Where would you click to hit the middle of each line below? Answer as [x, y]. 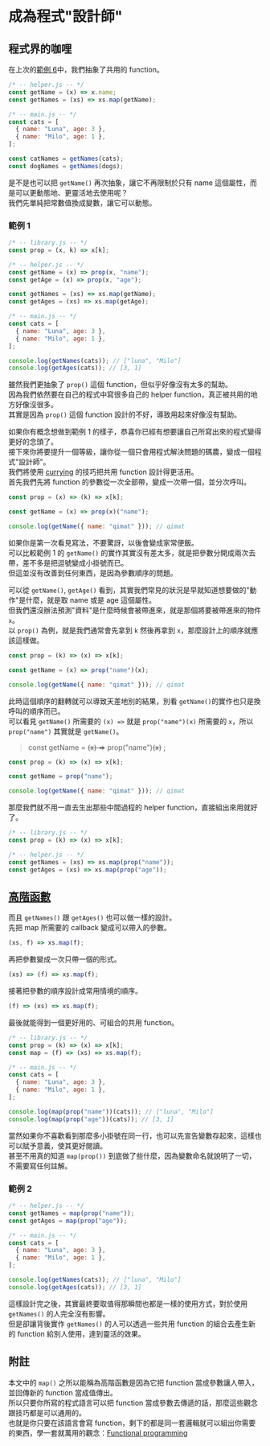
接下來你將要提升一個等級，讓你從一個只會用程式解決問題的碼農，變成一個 [131, 452]
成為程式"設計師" [65, 16]
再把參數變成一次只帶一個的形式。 [65, 959]
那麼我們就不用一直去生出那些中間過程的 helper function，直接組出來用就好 [133, 807]
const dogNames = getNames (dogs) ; [66, 166]
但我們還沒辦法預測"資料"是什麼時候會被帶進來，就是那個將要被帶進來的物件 [135, 610]
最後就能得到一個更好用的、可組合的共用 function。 [94, 1022]
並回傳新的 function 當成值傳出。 [63, 1392]
